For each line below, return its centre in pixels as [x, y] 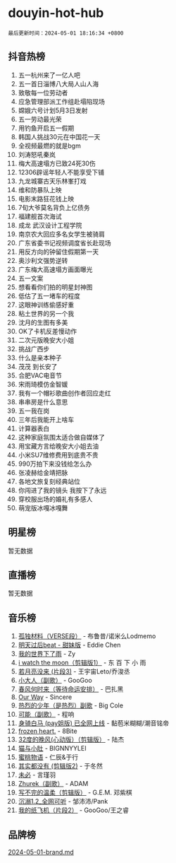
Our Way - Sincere [45, 697]
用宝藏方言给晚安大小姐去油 [58, 446]
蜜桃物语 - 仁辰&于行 [48, 757]
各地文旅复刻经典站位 [49, 481]
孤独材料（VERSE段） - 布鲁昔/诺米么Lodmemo [87, 636]
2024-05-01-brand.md [41, 852]
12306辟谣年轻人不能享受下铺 [61, 172]
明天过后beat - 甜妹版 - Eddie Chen [69, 645]
